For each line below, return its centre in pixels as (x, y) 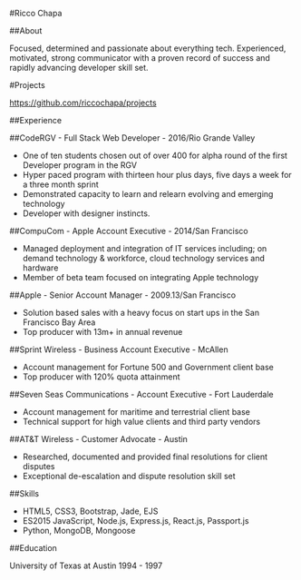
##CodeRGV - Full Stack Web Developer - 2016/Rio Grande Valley (132, 138)
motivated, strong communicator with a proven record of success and (140, 58)
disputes (39, 466)
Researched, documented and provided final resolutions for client (145, 457)
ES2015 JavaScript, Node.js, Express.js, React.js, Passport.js (136, 521)
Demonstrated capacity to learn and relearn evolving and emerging (148, 194)
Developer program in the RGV (80, 165)
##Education (33, 548)
